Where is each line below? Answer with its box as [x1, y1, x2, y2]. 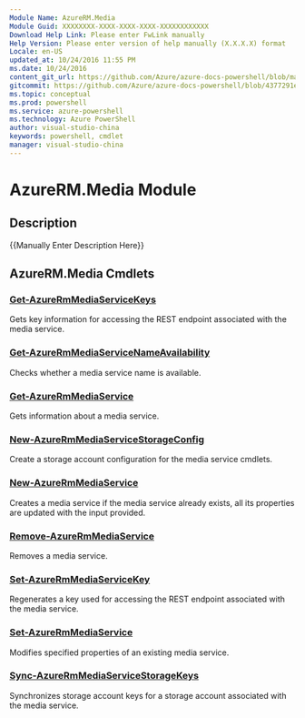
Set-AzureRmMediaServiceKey [9, 572, 151, 585]
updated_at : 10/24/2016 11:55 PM [9, 56, 136, 65]
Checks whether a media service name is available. [9, 367, 202, 378]
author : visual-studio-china [9, 124, 120, 133]
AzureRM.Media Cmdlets [9, 266, 155, 282]
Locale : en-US [9, 47, 64, 56]
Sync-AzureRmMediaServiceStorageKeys [9, 670, 200, 683]
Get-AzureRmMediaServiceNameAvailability [9, 347, 211, 359]
